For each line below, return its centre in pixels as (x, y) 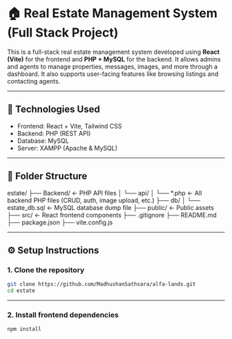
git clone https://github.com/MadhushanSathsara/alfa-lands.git (101, 284)
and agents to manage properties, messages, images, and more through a (113, 66)
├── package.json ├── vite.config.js (60, 222)
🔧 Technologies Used (54, 109)
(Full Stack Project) (63, 33)
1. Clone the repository (46, 270)
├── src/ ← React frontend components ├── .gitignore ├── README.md (112, 215)
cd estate (21, 291)
